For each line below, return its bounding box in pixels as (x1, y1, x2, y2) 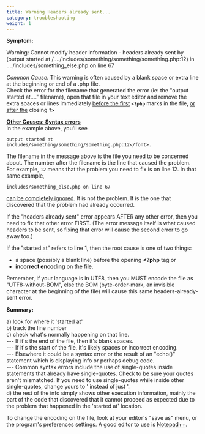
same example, (6, 172, 45, 179)
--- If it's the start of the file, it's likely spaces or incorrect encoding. (6, 344, 179, 351)
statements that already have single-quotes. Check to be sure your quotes (6, 370, 194, 377)
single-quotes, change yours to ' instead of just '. (6, 383, 130, 391)
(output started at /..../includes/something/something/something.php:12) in (6, 56, 195, 63)
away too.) (6, 233, 34, 240)
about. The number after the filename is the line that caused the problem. (6, 159, 191, 166)
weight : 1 (6, 20, 32, 26)
